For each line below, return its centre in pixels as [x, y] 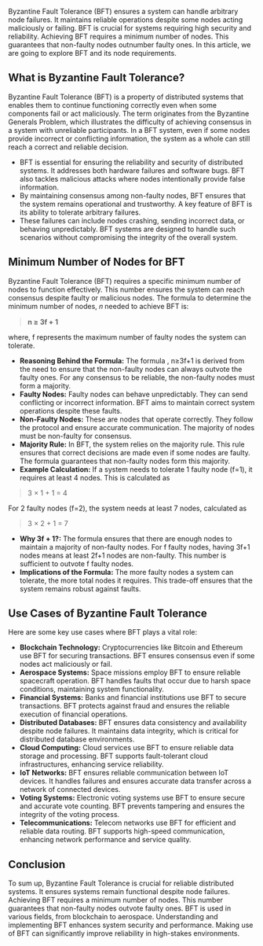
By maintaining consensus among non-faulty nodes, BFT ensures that [132, 195]
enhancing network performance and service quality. [105, 840]
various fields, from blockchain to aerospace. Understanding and [113, 917]
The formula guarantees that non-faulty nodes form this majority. [124, 461]
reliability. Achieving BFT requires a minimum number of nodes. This [119, 36]
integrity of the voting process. [69, 815]
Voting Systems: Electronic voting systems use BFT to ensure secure [132, 798]
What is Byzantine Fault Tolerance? [97, 78]
